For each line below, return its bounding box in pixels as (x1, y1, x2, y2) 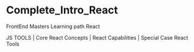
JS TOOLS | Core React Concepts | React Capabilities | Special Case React (6, 34, 188, 41)
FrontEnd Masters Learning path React (6, 23, 101, 30)
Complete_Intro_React (6, 4, 118, 17)
